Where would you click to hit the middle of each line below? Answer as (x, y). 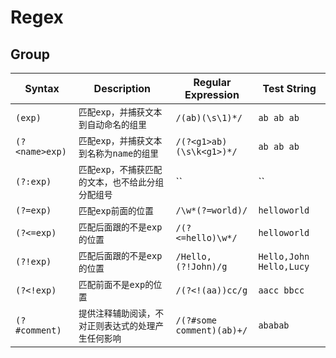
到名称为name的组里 (118, 153)
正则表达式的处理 (121, 326)
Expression (212, 94)
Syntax (42, 88)
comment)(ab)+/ (211, 330)
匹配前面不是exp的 (116, 284)
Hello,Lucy (284, 266)
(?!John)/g (201, 266)
